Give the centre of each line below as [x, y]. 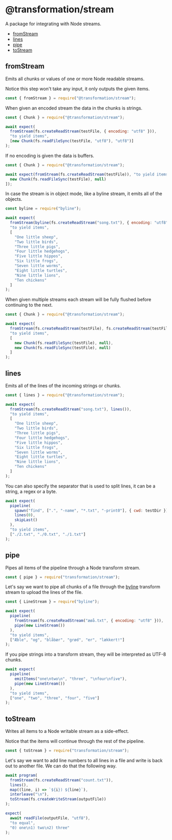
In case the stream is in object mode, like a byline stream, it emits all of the [84, 194]
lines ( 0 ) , [25, 515]
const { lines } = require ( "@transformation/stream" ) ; [65, 395]
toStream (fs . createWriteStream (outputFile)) [58, 799]
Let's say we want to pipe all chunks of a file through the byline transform [83, 587]
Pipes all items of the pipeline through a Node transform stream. [73, 568]
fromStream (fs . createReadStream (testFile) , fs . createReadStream [80, 328]
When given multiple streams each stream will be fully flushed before [78, 300]
